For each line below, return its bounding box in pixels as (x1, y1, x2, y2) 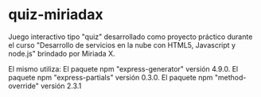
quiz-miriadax (8, 6, 103, 24)
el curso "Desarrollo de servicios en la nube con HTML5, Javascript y (8, 40, 236, 49)
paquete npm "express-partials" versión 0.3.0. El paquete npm (8, 72, 213, 82)
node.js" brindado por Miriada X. (8, 48, 115, 58)
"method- (214, 72, 247, 82)
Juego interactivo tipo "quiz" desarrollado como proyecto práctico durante (8, 32, 253, 41)
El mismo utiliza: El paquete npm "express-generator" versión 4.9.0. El (8, 64, 239, 73)
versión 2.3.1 (41, 81, 82, 91)
